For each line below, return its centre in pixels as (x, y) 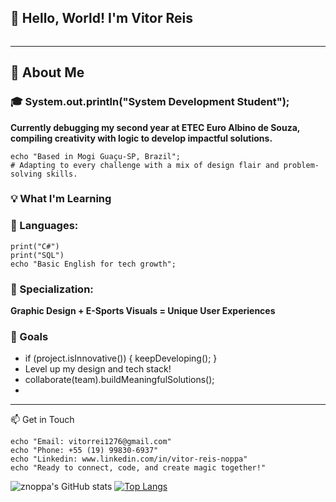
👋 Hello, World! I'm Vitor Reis (101, 18)
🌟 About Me (47, 72)
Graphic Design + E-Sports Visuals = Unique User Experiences (143, 311)
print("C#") (35, 246)
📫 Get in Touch (42, 420)
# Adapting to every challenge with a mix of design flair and (145, 165)
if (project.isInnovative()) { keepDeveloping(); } (121, 358)
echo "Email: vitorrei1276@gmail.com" (91, 442)
